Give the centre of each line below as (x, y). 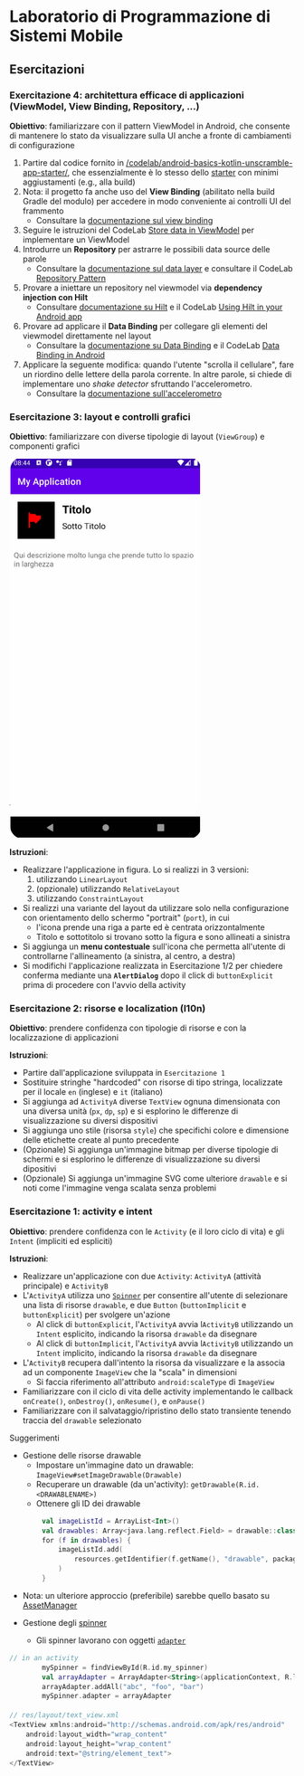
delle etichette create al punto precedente (100, 1140)
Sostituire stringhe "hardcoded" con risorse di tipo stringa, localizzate (152, 1082)
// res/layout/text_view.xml (64, 1715)
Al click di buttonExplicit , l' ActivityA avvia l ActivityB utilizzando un (165, 1324)
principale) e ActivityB (65, 1286)
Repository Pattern (71, 278)
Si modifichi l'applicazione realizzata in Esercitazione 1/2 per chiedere (152, 966)
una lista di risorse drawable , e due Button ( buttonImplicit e (134, 1305)
